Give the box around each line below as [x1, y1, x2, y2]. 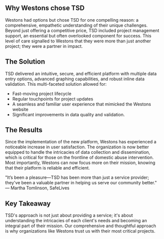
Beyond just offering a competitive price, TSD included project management [5, 27, 160, 34]
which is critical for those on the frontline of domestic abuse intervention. [5, 155, 154, 161]
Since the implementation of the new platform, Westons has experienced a [5, 139, 157, 145]
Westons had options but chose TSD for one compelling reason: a [5, 17, 139, 23]
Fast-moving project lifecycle [12, 91, 71, 97]
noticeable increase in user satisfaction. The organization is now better [5, 144, 149, 150]
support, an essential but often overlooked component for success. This [5, 33, 152, 38]
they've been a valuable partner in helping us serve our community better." [5, 180, 157, 186]
